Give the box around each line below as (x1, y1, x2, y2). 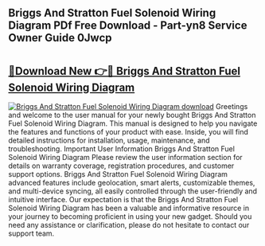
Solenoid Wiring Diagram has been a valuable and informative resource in (8, 203, 249, 213)
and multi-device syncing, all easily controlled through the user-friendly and (8, 186, 257, 196)
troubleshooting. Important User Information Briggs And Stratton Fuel (8, 144, 235, 154)
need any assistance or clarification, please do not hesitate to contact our (8, 221, 250, 229)
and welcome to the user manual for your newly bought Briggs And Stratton (8, 111, 256, 119)
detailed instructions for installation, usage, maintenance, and (8, 135, 210, 145)
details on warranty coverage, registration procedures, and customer (8, 161, 235, 170)
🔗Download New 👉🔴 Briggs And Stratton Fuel (8, 64, 241, 78)
